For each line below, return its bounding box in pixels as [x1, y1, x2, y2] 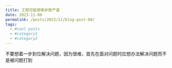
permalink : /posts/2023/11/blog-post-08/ [5, 17, 95, 22]
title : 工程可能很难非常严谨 [5, 7, 60, 13]
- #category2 [10, 36, 38, 41]
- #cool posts [10, 27, 40, 32]
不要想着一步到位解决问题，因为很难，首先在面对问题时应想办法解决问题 [5, 51, 158, 57]
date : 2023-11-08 [5, 12, 42, 17]
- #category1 [10, 31, 38, 36]
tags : [5, 21, 17, 27]
